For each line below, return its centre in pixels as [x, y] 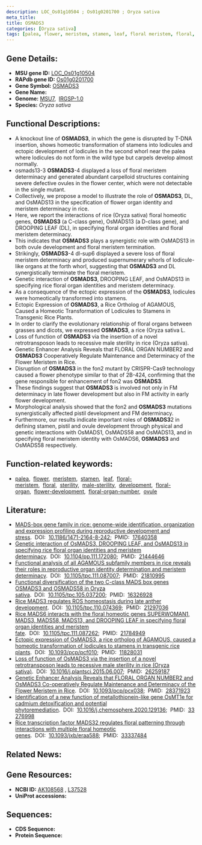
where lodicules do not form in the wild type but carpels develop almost [104, 158]
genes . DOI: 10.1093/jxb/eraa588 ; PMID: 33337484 [81, 736]
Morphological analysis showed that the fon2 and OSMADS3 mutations [103, 407]
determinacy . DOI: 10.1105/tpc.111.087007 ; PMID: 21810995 [90, 576]
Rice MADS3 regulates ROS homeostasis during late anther [88, 601]
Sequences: [29, 815]
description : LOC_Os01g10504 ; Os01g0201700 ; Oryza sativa [83, 12]
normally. [26, 164]
